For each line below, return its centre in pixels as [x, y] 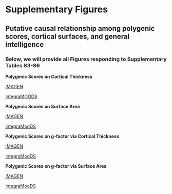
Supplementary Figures [57, 9]
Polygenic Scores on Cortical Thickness [49, 76]
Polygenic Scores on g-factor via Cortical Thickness [62, 136]
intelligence [25, 44]
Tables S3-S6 [23, 65]
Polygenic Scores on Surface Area [43, 106]
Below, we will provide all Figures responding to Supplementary [86, 59]
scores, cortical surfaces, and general [68, 36]
